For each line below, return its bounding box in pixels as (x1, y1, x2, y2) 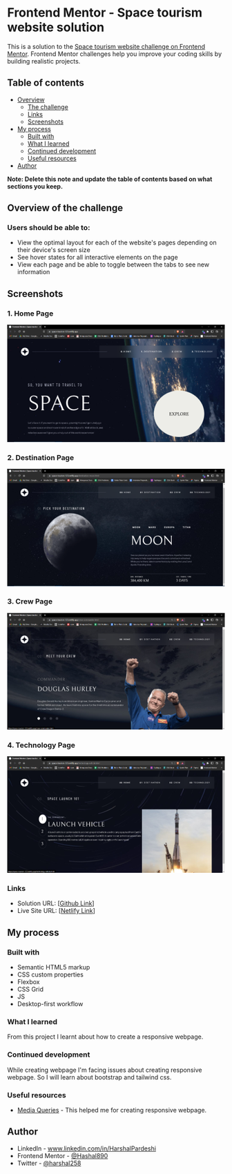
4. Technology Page (7, 740, 76, 750)
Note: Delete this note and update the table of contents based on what (7, 175, 213, 183)
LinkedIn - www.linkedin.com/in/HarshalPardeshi (17, 1144, 157, 1153)
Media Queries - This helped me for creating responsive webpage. (17, 1106, 207, 1114)
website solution (7, 19, 105, 35)
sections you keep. (7, 182, 64, 191)
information (17, 268, 50, 276)
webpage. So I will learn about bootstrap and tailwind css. (7, 1072, 172, 1081)
